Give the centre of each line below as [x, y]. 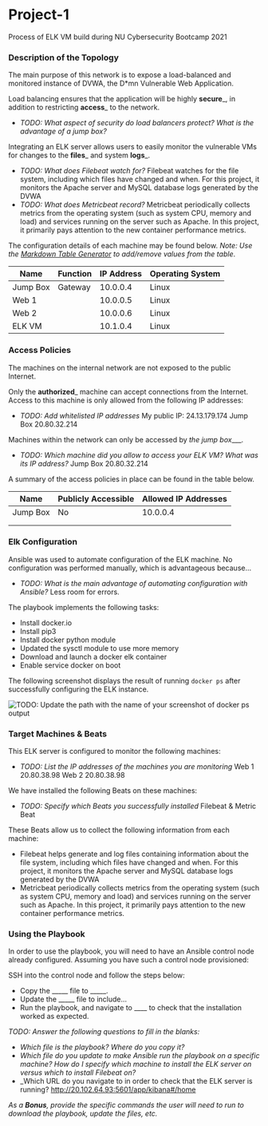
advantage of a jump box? [63, 131]
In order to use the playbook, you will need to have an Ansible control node [131, 951]
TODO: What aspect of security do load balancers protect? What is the [137, 123]
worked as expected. [54, 1017]
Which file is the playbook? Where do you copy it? [102, 1047]
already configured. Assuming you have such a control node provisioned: [128, 960]
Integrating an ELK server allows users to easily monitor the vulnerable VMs [133, 147]
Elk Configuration [43, 542]
